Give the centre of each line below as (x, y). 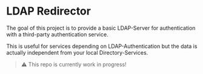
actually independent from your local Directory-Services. (77, 52)
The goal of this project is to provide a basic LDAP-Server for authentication (101, 28)
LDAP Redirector (48, 11)
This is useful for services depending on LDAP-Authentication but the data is (102, 46)
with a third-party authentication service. (57, 34)
